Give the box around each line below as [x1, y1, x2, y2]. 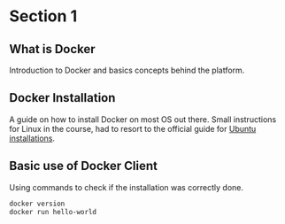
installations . [9, 133, 56, 143]
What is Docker [9, 42, 96, 57]
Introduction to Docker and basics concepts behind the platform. [9, 65, 245, 75]
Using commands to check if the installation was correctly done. [9, 182, 244, 192]
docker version [9, 199, 65, 208]
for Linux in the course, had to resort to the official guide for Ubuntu [9, 123, 257, 134]
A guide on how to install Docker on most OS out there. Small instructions [9, 113, 277, 125]
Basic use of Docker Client [9, 158, 158, 174]
